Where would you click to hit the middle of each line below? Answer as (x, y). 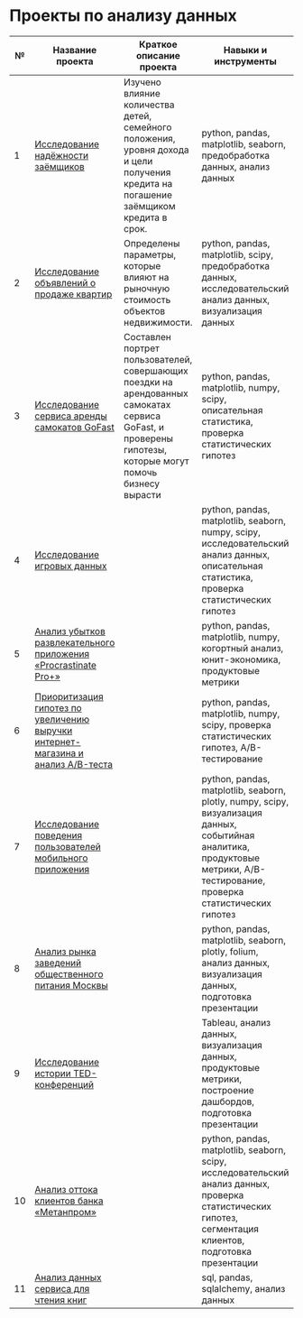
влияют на (146, 277)
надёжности (61, 155)
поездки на (148, 382)
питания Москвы (71, 985)
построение (228, 1090)
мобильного (61, 858)
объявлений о (65, 282)
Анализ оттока (66, 1189)
